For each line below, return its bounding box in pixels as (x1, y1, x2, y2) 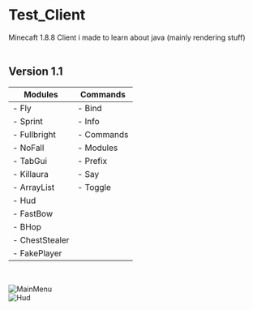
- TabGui (12, 155, 47, 166)
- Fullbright (12, 128, 57, 140)
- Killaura (12, 168, 49, 179)
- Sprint (12, 115, 43, 127)
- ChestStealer (12, 234, 70, 245)
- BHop (12, 221, 42, 232)
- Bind (76, 102, 103, 114)
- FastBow (12, 208, 54, 219)
